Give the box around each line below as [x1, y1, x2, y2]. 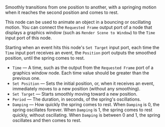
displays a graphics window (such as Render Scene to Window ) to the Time [5, 30, 155, 35]
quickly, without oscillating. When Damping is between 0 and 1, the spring [12, 112, 161, 118]
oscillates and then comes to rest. [12, 118, 82, 123]
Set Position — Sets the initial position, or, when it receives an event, [12, 80, 155, 86]
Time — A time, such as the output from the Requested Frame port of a [12, 64, 154, 70]
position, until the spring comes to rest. [5, 55, 85, 61]
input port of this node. [5, 35, 52, 41]
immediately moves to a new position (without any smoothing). [12, 86, 140, 91]
